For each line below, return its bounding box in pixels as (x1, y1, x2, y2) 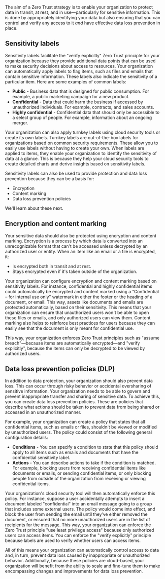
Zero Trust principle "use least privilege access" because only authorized (5, 527, 154, 533)
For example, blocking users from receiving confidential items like (12, 465, 146, 471)
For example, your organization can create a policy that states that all (5, 419, 145, 425)
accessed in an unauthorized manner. (5, 409, 82, 415)
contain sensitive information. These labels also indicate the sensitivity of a (5, 74, 158, 79)
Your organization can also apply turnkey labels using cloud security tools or (5, 129, 161, 135)
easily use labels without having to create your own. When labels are (5, 145, 144, 151)
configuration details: (5, 434, 48, 441)
